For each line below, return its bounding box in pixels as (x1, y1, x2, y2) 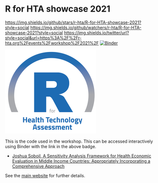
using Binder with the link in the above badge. (5, 143, 96, 149)
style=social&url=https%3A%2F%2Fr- (5, 35, 82, 41)
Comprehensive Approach (12, 163, 65, 169)
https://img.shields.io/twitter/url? (63, 30, 129, 35)
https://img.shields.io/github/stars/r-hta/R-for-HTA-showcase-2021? (5, 19, 142, 25)
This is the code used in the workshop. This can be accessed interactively (5, 138, 153, 144)
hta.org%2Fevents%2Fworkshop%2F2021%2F (5, 40, 99, 46)
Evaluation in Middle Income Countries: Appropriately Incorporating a (12, 158, 151, 164)
